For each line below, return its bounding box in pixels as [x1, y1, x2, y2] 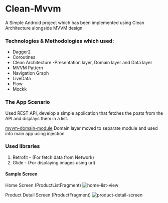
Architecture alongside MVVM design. [5, 25, 84, 31]
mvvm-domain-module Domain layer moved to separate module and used [5, 125, 158, 131]
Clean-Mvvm [5, 3, 61, 15]
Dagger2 [12, 49, 31, 55]
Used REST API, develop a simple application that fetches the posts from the [5, 110, 163, 116]
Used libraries [5, 143, 40, 150]
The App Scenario [5, 99, 50, 106]
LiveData [12, 76, 31, 82]
